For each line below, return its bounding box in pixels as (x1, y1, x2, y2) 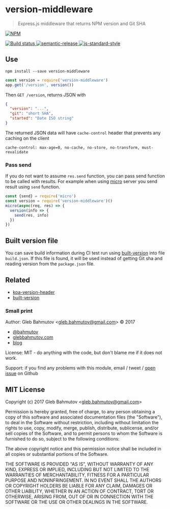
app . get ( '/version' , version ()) (5, 82, 74, 87)
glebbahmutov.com (12, 334, 53, 340)
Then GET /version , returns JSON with (5, 91, 86, 98)
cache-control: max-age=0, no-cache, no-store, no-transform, (5, 145, 140, 150)
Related (5, 275, 31, 284)
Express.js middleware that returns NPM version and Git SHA (17, 20, 146, 27)
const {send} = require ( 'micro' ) (5, 194, 76, 199)
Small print (5, 307, 33, 314)
